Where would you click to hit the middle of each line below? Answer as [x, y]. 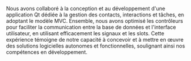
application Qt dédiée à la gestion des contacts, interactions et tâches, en [95, 15]
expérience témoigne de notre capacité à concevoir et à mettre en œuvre [95, 40]
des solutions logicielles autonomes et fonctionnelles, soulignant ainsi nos [95, 46]
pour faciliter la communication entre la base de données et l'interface [91, 27]
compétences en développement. [47, 52]
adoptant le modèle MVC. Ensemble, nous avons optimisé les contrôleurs [95, 21]
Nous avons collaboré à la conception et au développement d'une [86, 9]
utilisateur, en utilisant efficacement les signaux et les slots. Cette [85, 33]
